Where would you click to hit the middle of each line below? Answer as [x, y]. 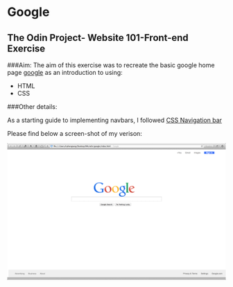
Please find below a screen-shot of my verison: [75, 133]
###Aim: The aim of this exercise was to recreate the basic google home [111, 65]
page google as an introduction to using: [65, 72]
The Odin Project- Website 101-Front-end [98, 38]
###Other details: [32, 107]
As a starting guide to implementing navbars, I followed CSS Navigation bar [115, 120]
